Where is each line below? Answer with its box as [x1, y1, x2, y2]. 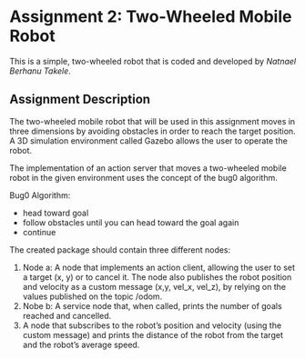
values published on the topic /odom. [22, 291, 163, 302]
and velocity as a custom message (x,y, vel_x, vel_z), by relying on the [22, 281, 287, 292]
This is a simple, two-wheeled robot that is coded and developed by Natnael [9, 55, 297, 66]
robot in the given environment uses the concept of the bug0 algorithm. [9, 172, 278, 183]
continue [22, 226, 56, 237]
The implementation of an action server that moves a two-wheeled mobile [9, 162, 287, 174]
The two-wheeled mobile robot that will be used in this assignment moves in [9, 115, 296, 126]
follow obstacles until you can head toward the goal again [22, 216, 239, 228]
